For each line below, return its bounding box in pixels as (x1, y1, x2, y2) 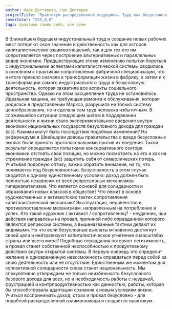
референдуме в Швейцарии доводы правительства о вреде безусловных (5, 134, 166, 140)
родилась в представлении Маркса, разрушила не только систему (5, 101, 152, 108)
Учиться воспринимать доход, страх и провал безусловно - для (5, 292, 146, 298)
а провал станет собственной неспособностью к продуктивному (5, 243, 148, 249)
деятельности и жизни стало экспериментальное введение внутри (5, 118, 153, 124)
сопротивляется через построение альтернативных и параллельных (5, 52, 156, 59)
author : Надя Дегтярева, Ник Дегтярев (5, 7, 88, 13)
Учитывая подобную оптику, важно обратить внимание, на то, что (5, 161, 150, 167)
